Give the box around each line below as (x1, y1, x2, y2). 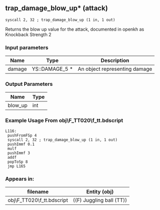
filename (27, 188, 49, 195)
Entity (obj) (86, 188, 114, 195)
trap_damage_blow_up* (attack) (5, 4, 108, 13)
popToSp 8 (7, 159, 28, 164)
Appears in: (5, 175, 35, 182)
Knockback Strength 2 (5, 31, 52, 37)
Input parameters (5, 44, 49, 51)
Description (100, 57, 129, 64)
